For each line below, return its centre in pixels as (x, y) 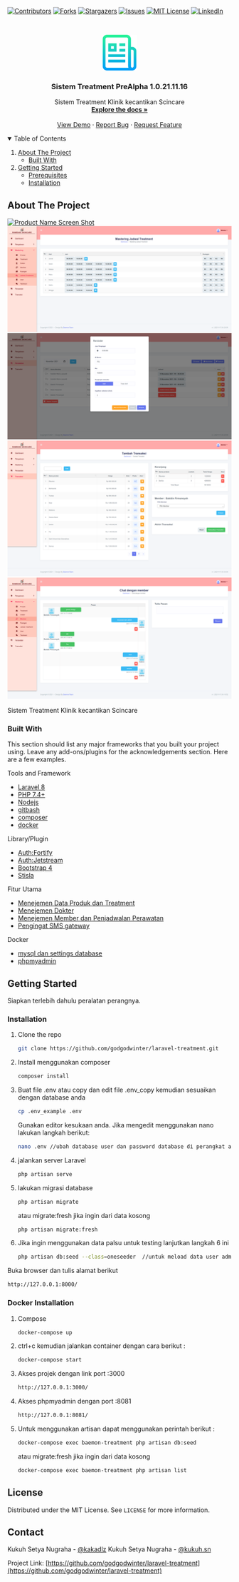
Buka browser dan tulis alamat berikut (63, 1271)
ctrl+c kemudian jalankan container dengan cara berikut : (102, 1346)
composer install (43, 1076)
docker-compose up (45, 1332)
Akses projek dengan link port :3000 (71, 1374)
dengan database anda (52, 1097)
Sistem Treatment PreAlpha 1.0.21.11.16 (119, 86)
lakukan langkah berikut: (54, 1132)
